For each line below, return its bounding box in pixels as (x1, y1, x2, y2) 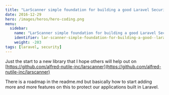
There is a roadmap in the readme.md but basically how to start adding (5, 78, 152, 84)
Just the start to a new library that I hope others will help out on (5, 58, 137, 64)
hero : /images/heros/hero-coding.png (5, 16, 84, 21)
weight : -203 (14, 40, 42, 45)
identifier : (14, 35, 39, 40)
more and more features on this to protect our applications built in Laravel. (5, 83, 159, 90)
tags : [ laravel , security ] (5, 44, 62, 49)
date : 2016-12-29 (5, 12, 42, 17)
